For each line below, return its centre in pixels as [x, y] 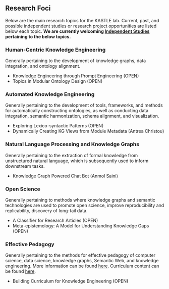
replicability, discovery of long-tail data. [46, 211]
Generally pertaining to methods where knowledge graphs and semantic [80, 200]
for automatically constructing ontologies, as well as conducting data [77, 111]
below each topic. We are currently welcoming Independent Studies [77, 31]
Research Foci [28, 8]
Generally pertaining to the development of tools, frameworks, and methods [84, 105]
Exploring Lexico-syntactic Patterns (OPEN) [58, 126]
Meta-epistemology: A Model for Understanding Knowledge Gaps [81, 226]
